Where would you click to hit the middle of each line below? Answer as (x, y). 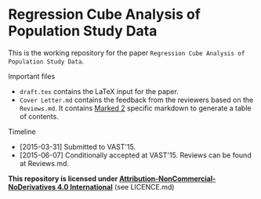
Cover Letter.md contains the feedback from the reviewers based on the (136, 99)
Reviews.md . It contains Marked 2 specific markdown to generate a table (135, 108)
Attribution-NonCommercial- (167, 179)
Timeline (22, 132)
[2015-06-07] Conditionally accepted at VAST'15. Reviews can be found (136, 155)
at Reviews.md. (44, 163)
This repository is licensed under (63, 179)
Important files (32, 76)
